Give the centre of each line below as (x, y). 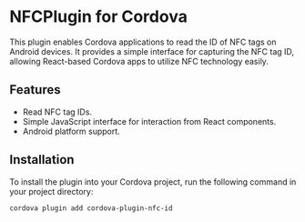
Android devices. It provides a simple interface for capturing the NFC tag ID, (152, 51)
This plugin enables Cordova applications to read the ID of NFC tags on (143, 42)
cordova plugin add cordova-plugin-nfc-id (91, 208)
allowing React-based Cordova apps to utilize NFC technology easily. (139, 61)
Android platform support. (71, 131)
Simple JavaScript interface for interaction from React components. (149, 121)
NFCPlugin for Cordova (99, 17)
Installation (42, 160)
